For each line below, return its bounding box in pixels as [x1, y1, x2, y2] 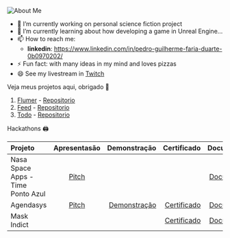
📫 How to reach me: [16, 35, 76, 43]
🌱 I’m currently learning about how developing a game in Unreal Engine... [16, 27, 223, 35]
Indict [10, 220, 29, 229]
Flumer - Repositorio [16, 96, 75, 104]
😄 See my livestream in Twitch [16, 69, 105, 78]
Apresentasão [53, 143, 101, 152]
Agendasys [10, 200, 47, 209]
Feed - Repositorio [16, 104, 70, 111]
